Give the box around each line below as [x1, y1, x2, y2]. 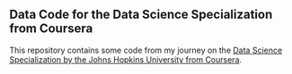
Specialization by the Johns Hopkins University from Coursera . [9, 53, 243, 65]
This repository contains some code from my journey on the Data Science [9, 45, 283, 55]
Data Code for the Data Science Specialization [9, 7, 273, 22]
